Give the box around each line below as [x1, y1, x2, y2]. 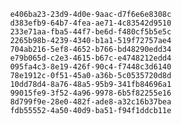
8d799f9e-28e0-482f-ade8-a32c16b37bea [9, 97, 172, 107]
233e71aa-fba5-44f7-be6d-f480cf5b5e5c [9, 27, 172, 37]
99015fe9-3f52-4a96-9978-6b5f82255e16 [9, 88, 172, 98]
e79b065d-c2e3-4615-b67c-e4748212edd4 [9, 53, 172, 63]
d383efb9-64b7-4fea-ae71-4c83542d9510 [9, 18, 172, 28]
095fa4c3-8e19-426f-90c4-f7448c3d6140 [9, 62, 172, 72]
